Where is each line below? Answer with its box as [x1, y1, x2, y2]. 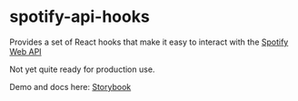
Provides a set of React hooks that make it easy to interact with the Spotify [9, 36, 289, 47]
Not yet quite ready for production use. [9, 64, 155, 75]
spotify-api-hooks [9, 6, 150, 27]
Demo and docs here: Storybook [9, 81, 132, 92]
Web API [9, 45, 43, 56]
